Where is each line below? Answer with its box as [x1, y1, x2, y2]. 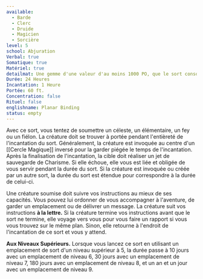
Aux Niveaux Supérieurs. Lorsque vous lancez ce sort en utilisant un [6, 240, 179, 248]
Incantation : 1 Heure [6, 82, 61, 88]
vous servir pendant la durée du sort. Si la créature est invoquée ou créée [6, 165, 190, 172]
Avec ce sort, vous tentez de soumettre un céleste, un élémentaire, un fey [6, 126, 190, 134]
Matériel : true [6, 65, 45, 71]
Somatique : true [6, 59, 47, 65]
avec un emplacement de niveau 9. [6, 266, 94, 273]
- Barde [11, 15, 31, 21]
